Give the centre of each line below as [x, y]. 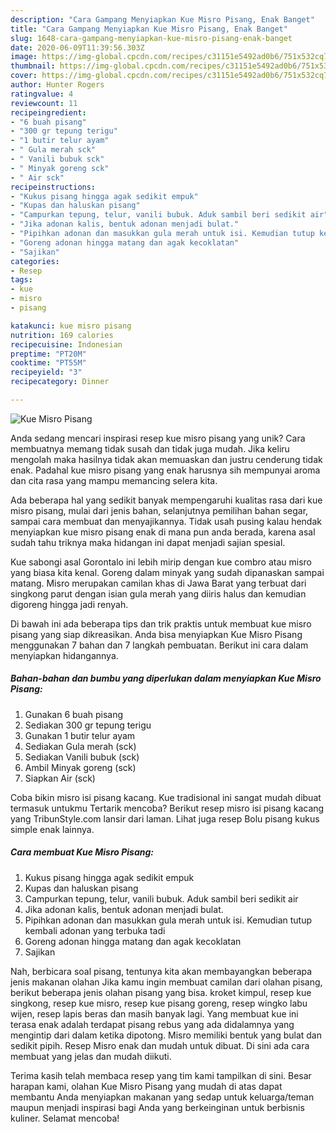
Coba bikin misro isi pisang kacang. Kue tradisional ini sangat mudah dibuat [166, 797]
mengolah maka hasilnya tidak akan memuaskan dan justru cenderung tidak [166, 459]
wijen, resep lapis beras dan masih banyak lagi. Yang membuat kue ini [154, 1013]
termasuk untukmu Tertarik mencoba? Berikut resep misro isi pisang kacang [167, 808]
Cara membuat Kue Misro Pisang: [82, 852]
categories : [35, 261]
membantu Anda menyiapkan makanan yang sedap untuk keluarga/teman [162, 1097]
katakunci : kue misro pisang [71, 326]
